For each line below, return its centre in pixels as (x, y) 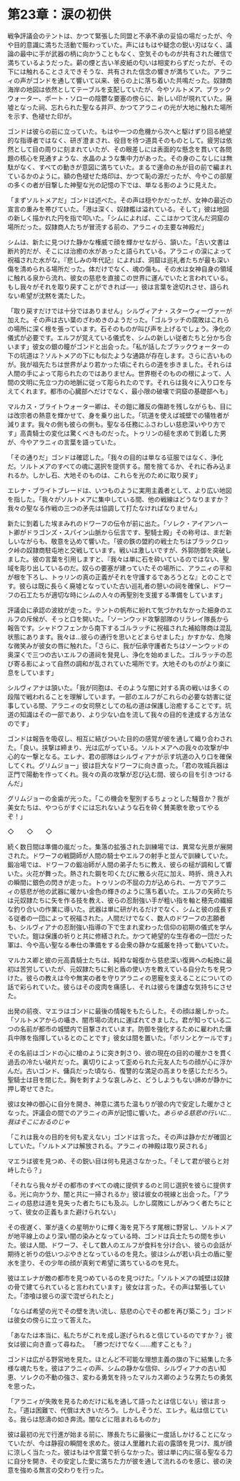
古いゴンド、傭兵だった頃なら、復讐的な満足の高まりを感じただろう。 (129, 1071)
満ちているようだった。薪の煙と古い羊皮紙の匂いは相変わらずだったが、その (120, 62)
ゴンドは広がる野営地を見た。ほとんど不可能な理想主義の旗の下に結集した (117, 1359)
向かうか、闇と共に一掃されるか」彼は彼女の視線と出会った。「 (124, 1194)
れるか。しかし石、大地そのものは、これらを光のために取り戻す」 (104, 475)
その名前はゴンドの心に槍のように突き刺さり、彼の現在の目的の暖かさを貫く (120, 1053)
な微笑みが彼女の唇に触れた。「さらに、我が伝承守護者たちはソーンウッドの (118, 645)
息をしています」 (32, 672)
